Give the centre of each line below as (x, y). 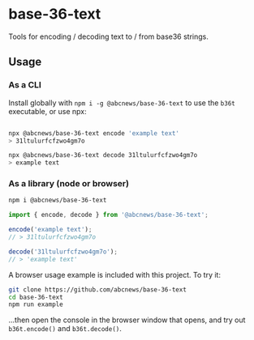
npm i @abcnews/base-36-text (58, 200)
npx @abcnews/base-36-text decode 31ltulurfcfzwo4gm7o (103, 155)
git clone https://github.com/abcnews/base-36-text (97, 289)
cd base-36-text (36, 297)
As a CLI (25, 85)
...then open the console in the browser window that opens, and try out (127, 320)
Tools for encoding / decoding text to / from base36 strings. (109, 36)
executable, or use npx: (47, 111)
